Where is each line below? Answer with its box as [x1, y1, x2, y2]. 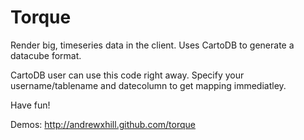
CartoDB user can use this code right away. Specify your [10, 69, 245, 81]
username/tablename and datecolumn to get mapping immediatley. [10, 79, 287, 91]
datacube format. [10, 49, 82, 61]
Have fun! [10, 99, 51, 111]
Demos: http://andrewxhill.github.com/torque [10, 118, 196, 130]
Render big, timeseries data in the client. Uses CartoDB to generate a [10, 39, 295, 51]
